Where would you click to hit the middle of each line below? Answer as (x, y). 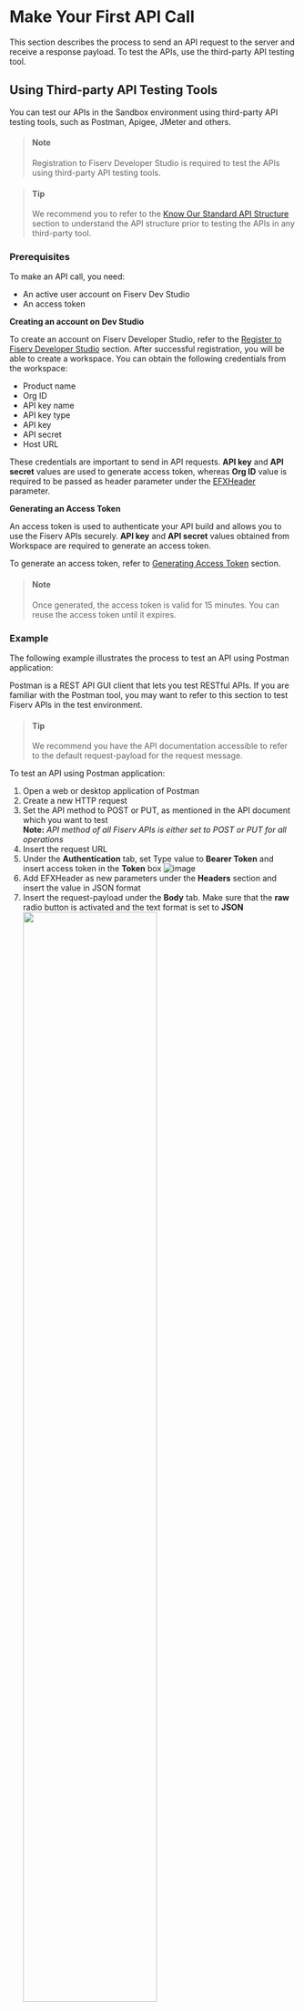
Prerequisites (40, 257)
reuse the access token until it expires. (104, 614)
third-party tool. (61, 234)
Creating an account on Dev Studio (77, 322)
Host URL (41, 444)
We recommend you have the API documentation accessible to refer (160, 746)
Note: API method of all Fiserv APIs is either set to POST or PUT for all (154, 830)
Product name (49, 386)
